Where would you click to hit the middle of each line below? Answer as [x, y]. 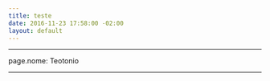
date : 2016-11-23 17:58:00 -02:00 [66, 23]
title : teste [30, 16]
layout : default [35, 30]
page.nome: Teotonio [43, 61]
